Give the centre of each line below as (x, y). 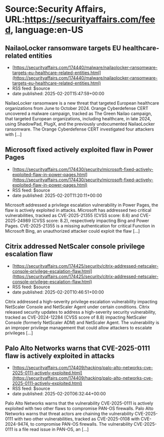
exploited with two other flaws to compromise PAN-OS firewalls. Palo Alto (79, 409)
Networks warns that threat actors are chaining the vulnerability (69, 414)
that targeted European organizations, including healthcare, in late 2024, (78, 119)
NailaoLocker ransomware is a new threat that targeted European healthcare (82, 103)
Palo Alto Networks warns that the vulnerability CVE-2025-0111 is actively (79, 403)
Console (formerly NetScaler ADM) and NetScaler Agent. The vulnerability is (82, 322)
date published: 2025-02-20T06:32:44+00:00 (59, 394)
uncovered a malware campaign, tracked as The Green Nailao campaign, (79, 113)
